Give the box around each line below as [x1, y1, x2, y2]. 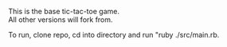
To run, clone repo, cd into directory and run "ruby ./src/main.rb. [8, 31, 220, 39]
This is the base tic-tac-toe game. [8, 7, 119, 16]
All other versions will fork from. [8, 15, 113, 24]
